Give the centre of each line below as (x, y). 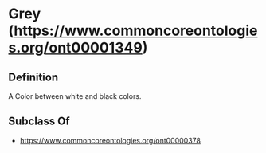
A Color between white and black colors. (75, 96)
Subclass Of (39, 122)
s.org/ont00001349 (76, 48)
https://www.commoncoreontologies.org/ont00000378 (110, 140)
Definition (33, 77)
